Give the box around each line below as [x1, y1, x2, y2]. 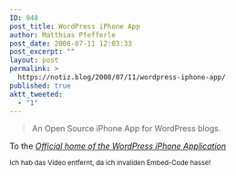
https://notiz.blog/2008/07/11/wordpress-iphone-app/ [17, 73, 226, 82]
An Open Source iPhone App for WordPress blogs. [31, 123, 221, 134]
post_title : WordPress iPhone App [9, 22, 141, 31]
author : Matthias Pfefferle [9, 30, 117, 39]
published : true [9, 81, 71, 90]
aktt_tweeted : [9, 89, 64, 98]
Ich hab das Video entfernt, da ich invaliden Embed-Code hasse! [9, 159, 211, 168]
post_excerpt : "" [9, 47, 76, 57]
